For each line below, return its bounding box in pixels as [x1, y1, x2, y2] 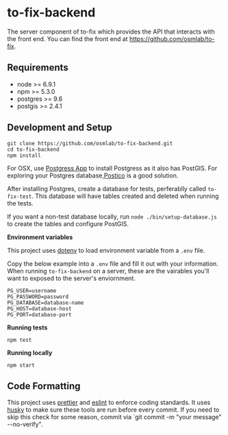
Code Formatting [7, 380, 81, 392]
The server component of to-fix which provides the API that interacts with [7, 27, 215, 36]
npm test [7, 336, 32, 343]
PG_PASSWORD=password [7, 293, 69, 300]
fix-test [7, 193, 32, 200]
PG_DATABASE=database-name [7, 299, 84, 306]
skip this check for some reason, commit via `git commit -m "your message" [7, 413, 222, 421]
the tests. [7, 199, 34, 207]
